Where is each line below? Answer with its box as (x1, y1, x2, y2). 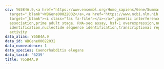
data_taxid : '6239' (5, 52, 45, 57)
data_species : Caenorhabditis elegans (5, 48, 84, 52)
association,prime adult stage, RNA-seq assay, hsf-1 (9, 20, 121, 26)
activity (9, 30, 27, 34)
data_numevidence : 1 (5, 43, 47, 48)
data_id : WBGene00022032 (5, 39, 56, 44)
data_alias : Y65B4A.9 (5, 34, 49, 39)
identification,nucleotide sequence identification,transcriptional (9, 25, 152, 30)
